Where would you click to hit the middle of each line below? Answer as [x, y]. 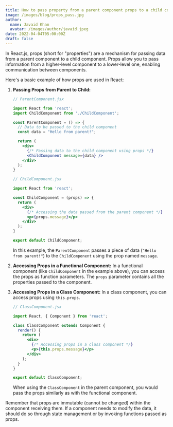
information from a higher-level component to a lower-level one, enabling [83, 64]
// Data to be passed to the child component [67, 127]
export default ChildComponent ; [47, 240]
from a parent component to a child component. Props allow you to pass [82, 59]
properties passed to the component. [52, 282]
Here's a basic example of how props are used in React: [65, 80]
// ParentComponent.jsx [38, 99]
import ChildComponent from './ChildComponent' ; [66, 113]
